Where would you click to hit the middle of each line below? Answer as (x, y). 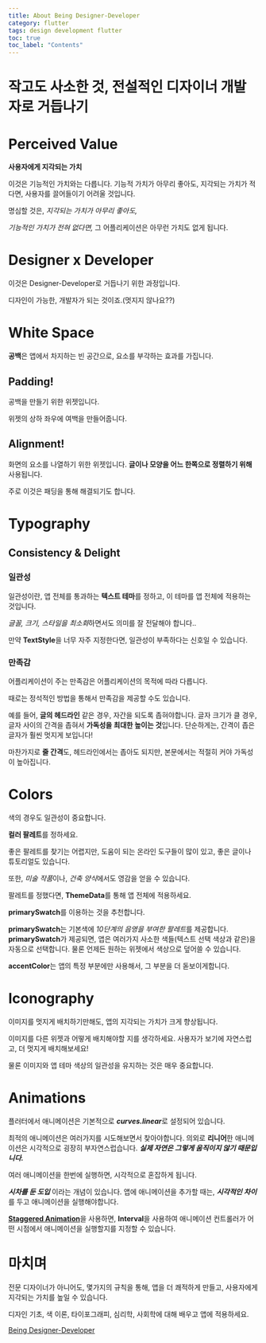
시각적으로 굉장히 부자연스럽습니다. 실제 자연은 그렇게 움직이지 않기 (133, 1148)
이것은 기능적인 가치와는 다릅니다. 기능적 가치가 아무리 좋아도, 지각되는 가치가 (128, 184)
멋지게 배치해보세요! (58, 1048)
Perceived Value (63, 144)
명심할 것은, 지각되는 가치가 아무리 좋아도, (73, 211)
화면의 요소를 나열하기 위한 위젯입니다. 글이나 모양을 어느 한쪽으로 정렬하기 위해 (130, 464)
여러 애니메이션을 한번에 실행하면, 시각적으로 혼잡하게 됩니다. (102, 1174)
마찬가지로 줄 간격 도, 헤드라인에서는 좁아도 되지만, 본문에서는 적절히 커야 (120, 752)
